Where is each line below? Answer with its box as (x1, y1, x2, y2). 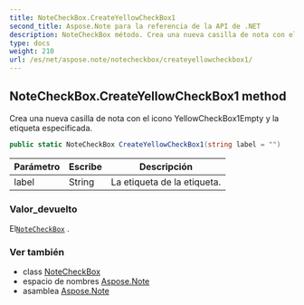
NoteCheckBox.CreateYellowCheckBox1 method (9, 89, 287, 104)
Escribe (68, 160, 102, 173)
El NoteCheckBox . (9, 223, 70, 234)
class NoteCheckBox (22, 266, 101, 277)
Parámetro (14, 160, 61, 173)
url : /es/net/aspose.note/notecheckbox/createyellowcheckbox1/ (9, 55, 253, 64)
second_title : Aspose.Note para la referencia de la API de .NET (9, 22, 261, 31)
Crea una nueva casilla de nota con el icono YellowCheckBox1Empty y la (9, 112, 280, 123)
